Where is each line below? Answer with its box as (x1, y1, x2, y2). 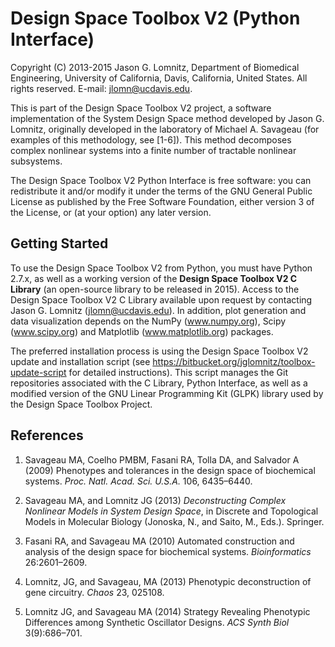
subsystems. (10, 155, 63, 167)
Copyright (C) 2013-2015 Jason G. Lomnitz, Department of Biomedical (10, 61, 300, 73)
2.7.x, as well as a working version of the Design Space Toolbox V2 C (10, 272, 298, 284)
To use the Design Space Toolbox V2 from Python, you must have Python (10, 262, 313, 274)
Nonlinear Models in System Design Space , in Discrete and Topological (24, 505, 319, 517)
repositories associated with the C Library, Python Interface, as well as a (10, 377, 308, 389)
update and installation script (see (10, 355, 151, 367)
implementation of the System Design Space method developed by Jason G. (10, 112, 325, 124)
